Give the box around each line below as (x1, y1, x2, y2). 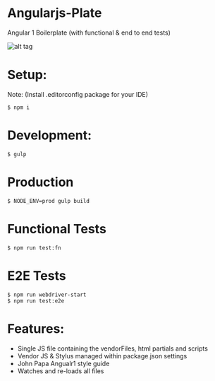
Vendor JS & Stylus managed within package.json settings (17, 351, 188, 360)
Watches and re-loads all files (17, 366, 104, 375)
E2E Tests (7, 267, 66, 283)
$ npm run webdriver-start (7, 291, 87, 298)
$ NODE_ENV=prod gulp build (7, 197, 90, 204)
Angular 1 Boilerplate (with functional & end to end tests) (7, 28, 171, 37)
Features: (7, 320, 65, 336)
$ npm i (7, 104, 30, 111)
